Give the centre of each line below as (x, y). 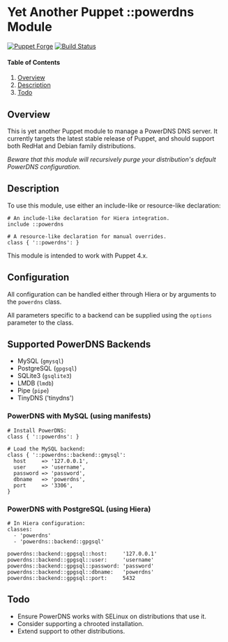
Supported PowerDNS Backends (79, 344)
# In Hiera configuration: (46, 523)
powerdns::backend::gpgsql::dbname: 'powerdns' (81, 572)
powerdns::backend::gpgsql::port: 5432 (71, 578)
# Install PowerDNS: (37, 430)
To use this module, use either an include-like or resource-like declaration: (114, 205)
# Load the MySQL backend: (46, 449)
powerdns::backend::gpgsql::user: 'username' (81, 560)
